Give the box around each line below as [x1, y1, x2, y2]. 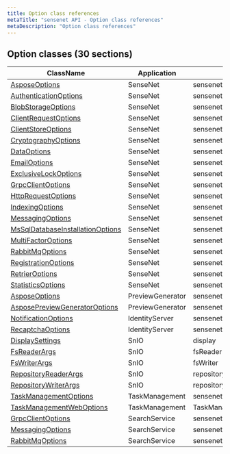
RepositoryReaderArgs [10, 369, 84, 379]
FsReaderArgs [10, 347, 56, 357]
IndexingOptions [10, 203, 64, 212]
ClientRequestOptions [10, 114, 81, 123]
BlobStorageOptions [10, 102, 76, 112]
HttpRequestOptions [10, 191, 77, 201]
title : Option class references [7, 10, 99, 17]
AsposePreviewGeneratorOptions [10, 303, 118, 312]
